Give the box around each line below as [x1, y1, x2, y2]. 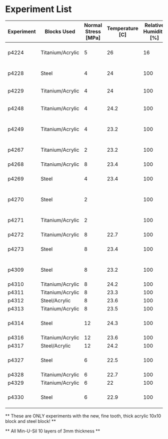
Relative [144, 22, 164, 29]
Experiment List [5, 4, 72, 15]
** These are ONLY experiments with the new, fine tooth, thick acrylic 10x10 [5, 413, 161, 419]
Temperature [106, 25, 138, 32]
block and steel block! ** [5, 418, 56, 424]
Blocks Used [44, 28, 75, 35]
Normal [84, 22, 102, 29]
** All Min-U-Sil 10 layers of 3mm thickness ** [5, 428, 100, 434]
